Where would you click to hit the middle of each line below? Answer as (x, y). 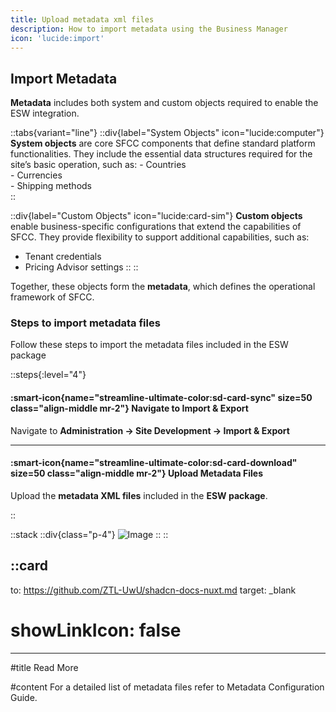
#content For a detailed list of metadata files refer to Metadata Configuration (167, 687)
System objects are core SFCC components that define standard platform (163, 143)
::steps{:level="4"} (48, 375)
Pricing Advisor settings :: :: (81, 267)
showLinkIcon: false (96, 630)
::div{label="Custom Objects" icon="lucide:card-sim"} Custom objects (156, 216)
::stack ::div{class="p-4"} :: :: (89, 534)
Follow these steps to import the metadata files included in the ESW (149, 345)
